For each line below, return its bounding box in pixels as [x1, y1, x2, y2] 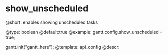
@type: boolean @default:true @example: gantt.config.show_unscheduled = [5, 29, 163, 35]
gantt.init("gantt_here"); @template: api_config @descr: [5, 44, 120, 50]
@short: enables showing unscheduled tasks [5, 19, 98, 25]
